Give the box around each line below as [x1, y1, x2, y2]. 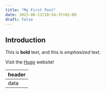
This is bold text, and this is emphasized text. [5, 49, 101, 55]
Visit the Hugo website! [5, 59, 55, 65]
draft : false [5, 17, 33, 22]
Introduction [5, 36, 46, 44]
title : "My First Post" [5, 7, 56, 13]
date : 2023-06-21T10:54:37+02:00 [5, 12, 77, 17]
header [8, 71, 26, 78]
